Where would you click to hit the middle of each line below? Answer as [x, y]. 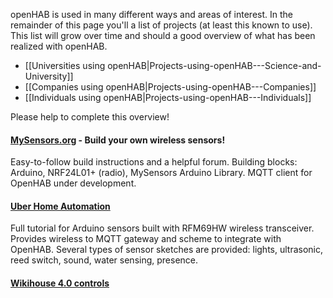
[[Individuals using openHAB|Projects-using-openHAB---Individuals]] [168, 97]
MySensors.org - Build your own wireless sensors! [118, 140]
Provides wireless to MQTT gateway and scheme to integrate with [146, 239]
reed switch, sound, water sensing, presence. [104, 260]
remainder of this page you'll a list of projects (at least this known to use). [161, 25]
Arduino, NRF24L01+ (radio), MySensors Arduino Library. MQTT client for [161, 173]
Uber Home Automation [60, 206]
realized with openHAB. [59, 46]
